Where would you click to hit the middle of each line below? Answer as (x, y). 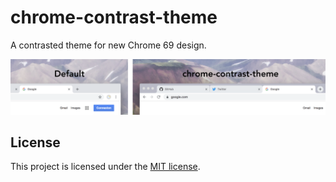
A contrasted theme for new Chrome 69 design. (108, 45)
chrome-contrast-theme (114, 17)
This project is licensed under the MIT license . (105, 167)
